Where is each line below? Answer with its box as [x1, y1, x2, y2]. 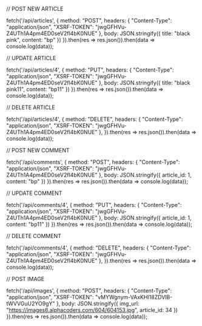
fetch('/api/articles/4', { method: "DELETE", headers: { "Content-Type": [6, 115, 183, 123]
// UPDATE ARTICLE [6, 55, 56, 61]
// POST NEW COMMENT [6, 147, 70, 154]
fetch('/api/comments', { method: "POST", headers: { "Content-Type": [6, 158, 180, 166]
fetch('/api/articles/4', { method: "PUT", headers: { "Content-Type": [6, 66, 174, 73]
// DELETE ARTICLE [6, 104, 56, 111]
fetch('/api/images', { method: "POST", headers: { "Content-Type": [6, 287, 172, 294]
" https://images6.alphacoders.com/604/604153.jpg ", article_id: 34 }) [6, 307, 178, 313]
